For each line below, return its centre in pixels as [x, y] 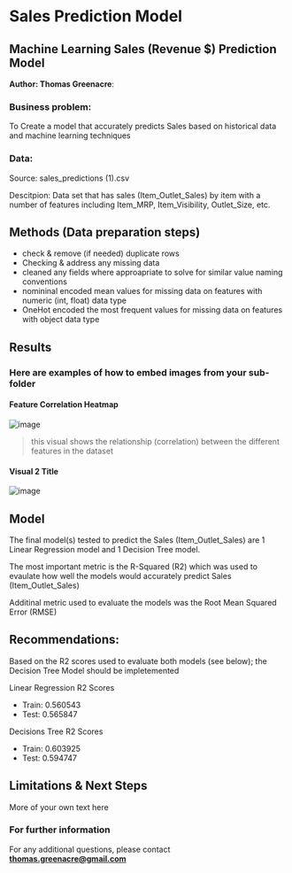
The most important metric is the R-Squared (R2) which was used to [134, 566]
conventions [45, 282]
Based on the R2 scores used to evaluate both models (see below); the [138, 661]
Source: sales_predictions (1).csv [69, 178]
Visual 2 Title [34, 471]
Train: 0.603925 [51, 748]
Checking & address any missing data [91, 263]
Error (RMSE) [33, 612]
